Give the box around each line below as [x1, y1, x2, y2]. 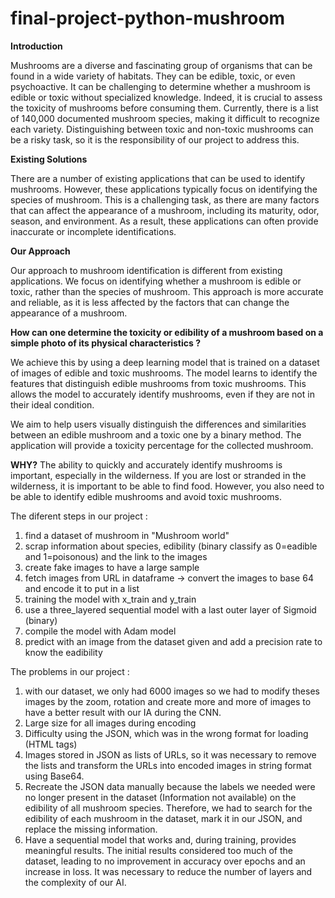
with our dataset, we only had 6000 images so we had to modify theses [24, 685, 320, 697]
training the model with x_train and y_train [24, 593, 197, 605]
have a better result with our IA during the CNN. [24, 706, 222, 718]
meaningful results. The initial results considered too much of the [24, 844, 294, 856]
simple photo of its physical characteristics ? [10, 337, 201, 349]
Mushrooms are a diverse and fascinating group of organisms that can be [10, 59, 313, 71]
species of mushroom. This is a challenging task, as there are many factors [10, 193, 320, 206]
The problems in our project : [10, 665, 130, 677]
